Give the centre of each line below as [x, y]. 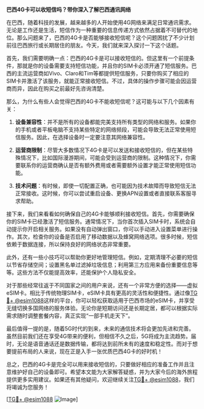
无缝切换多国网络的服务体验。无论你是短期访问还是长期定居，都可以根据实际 [102, 308]
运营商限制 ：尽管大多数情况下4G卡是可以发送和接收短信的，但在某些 [101, 150]
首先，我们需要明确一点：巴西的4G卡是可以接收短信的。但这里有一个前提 [98, 58]
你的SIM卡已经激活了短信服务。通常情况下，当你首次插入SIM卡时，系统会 [98, 222]
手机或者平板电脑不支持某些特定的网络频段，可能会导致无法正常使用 [106, 129]
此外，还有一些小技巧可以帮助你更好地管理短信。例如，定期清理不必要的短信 [102, 257]
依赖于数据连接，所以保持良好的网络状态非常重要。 [70, 244]
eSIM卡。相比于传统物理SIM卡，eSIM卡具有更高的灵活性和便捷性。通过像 [98, 293]
